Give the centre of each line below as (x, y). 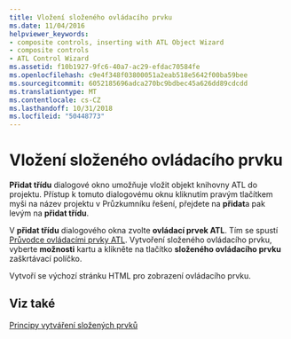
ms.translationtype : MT (53, 91)
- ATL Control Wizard (49, 59)
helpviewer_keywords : (49, 34)
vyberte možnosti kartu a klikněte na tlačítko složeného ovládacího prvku (145, 249)
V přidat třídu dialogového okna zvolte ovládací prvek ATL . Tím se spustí (144, 231)
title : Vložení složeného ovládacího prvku (91, 17)
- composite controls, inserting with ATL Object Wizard (117, 42)
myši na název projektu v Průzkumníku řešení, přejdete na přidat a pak (138, 204)
